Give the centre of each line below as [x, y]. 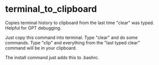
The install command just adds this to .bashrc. [52, 57]
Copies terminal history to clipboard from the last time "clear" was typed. [80, 23]
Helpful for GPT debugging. [33, 28]
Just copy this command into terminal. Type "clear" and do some [71, 37]
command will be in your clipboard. [41, 48]
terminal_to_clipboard [51, 9]
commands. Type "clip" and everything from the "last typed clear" [73, 42]
